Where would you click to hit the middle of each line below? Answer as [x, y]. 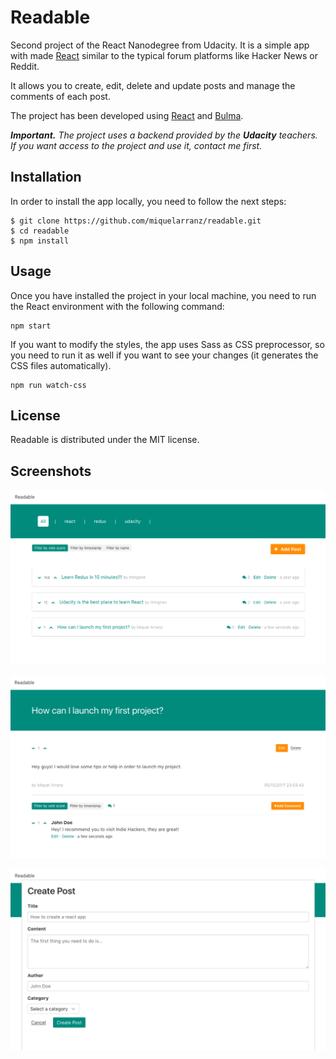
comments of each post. [60, 96]
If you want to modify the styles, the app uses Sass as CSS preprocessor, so [167, 344]
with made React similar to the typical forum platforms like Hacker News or [164, 55]
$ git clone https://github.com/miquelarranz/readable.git [136, 221]
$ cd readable [40, 231]
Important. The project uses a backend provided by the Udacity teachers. [164, 135]
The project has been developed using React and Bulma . [127, 115]
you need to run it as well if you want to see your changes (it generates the [164, 355]
